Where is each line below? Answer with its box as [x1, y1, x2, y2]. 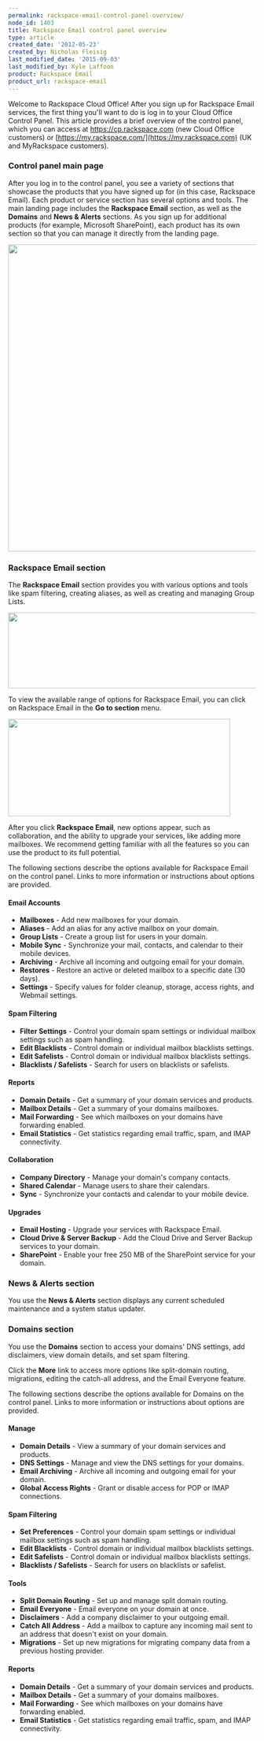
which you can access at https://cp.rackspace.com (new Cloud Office [8, 124, 235, 134]
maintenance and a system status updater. [8, 1304, 146, 1313]
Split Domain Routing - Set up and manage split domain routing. [19, 1596, 228, 1606]
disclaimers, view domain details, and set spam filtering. [8, 1350, 190, 1359]
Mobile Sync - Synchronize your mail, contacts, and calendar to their [19, 940, 244, 950]
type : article [8, 33, 55, 42]
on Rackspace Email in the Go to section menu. [8, 703, 162, 713]
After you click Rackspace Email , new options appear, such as [8, 823, 211, 832]
